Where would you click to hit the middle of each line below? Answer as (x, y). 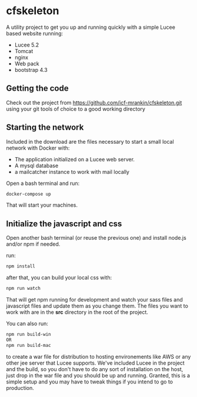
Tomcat (24, 51)
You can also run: (27, 323)
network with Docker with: (38, 148)
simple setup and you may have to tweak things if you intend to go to (90, 382)
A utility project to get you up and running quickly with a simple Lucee (91, 27)
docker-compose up (29, 194)
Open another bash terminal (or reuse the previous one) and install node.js (96, 238)
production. (20, 388)
